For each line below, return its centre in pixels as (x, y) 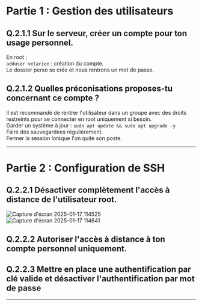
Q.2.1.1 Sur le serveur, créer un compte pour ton (97, 33)
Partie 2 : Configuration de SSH (86, 168)
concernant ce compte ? (53, 98)
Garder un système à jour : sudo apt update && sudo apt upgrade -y (91, 125)
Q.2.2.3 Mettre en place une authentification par (99, 269)
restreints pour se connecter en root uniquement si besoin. (79, 119)
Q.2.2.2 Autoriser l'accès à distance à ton (86, 240)
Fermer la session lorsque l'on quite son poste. (64, 138)
